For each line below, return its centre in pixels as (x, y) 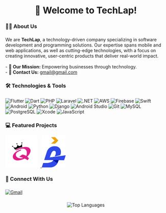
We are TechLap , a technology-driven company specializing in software (81, 40)
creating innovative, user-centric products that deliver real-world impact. (82, 56)
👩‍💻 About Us (21, 27)
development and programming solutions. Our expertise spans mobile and (84, 45)
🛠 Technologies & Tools (36, 85)
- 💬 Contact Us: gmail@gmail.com (41, 72)
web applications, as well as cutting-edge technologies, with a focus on (81, 51)
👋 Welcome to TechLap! (86, 10)
